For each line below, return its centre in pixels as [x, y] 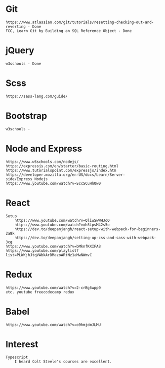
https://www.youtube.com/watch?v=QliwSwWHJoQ [62, 220]
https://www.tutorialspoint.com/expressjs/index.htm [61, 170]
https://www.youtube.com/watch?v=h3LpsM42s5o [62, 225]
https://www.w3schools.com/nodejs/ [42, 162]
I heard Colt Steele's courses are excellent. [63, 362]
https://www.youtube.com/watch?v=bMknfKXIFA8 [53, 246]
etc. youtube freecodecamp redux [40, 292]
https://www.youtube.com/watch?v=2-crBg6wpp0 [53, 287]
